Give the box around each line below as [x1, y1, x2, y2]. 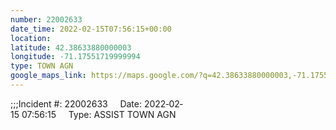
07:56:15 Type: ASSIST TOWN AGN [21, 108, 177, 120]
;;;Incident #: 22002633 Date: [10, 97, 142, 110]
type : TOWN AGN [10, 61, 74, 71]
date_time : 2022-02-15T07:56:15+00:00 [10, 24, 172, 34]
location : [10, 33, 52, 43]
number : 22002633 [10, 14, 83, 25]
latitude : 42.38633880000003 [10, 42, 132, 53]
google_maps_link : [10, 71, 87, 81]
